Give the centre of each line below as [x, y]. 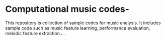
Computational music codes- [67, 9]
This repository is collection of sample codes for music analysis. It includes [83, 23]
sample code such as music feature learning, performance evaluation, [78, 28]
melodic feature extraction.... [35, 33]
